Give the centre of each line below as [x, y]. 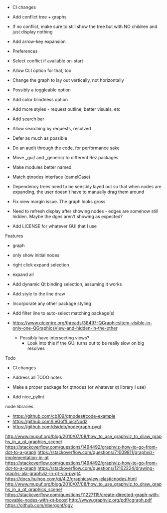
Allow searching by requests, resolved [52, 128]
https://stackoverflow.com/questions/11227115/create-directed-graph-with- [83, 495]
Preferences [25, 51]
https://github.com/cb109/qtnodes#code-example [64, 416]
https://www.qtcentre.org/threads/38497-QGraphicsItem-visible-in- [82, 323]
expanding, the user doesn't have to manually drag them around [78, 192]
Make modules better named [42, 167]
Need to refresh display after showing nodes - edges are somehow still [85, 211]
